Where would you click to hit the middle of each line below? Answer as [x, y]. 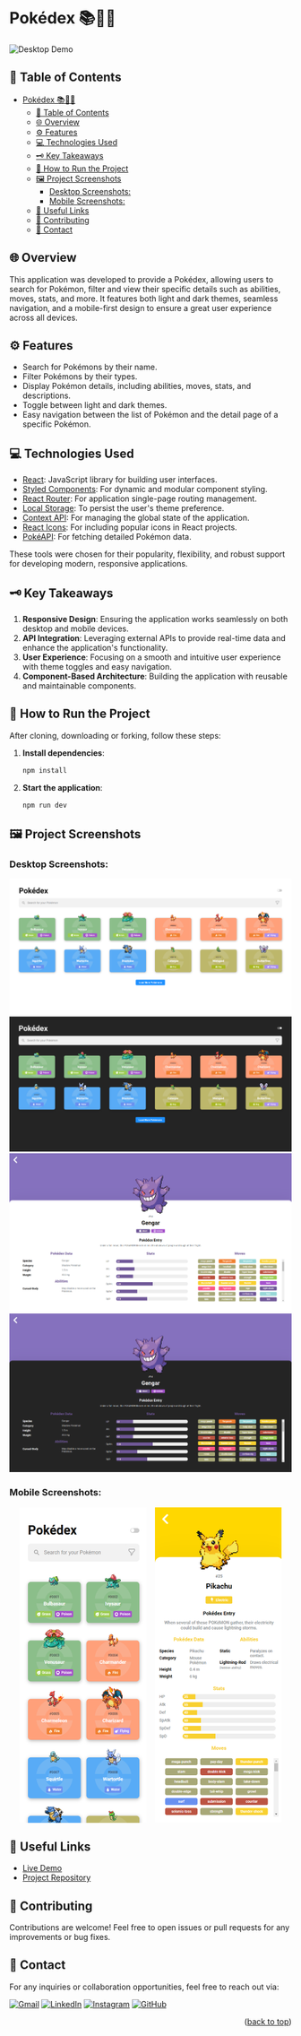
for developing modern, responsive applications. [99, 564]
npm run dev [44, 805]
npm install [44, 770]
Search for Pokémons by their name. [90, 367]
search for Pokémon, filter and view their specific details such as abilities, [145, 289]
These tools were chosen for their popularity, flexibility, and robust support [147, 554]
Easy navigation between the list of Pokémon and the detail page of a [150, 415]
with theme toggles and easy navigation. [97, 667]
